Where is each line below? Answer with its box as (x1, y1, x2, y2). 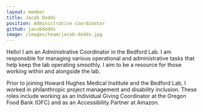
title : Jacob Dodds (6, 15, 56, 21)
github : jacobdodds (6, 26, 56, 32)
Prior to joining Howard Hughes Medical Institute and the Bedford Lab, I (6, 80, 186, 87)
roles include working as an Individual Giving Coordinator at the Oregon (6, 93, 186, 100)
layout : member (6, 9, 45, 15)
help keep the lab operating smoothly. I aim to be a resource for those (6, 61, 182, 69)
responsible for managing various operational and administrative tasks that (6, 55, 194, 62)
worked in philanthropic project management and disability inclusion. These (6, 86, 197, 93)
